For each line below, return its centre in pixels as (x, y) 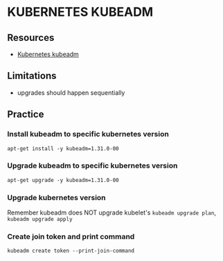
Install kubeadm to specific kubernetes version (88, 134)
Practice (26, 115)
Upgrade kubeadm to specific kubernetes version (92, 165)
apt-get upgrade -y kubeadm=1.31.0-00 (63, 180)
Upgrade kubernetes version (56, 197)
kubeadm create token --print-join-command (71, 251)
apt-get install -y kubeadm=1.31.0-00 (63, 148)
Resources (31, 38)
